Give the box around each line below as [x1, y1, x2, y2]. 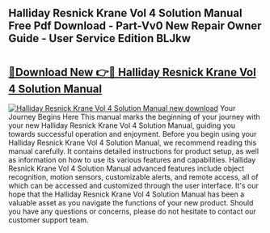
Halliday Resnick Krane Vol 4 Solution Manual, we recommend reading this [8, 138, 257, 147]
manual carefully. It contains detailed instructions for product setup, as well [8, 146, 259, 156]
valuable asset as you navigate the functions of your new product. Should [8, 198, 254, 207]
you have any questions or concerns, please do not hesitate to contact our [8, 206, 256, 216]
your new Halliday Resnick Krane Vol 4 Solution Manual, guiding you [8, 121, 236, 130]
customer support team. [8, 215, 89, 225]
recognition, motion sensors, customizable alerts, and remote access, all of [8, 172, 259, 181]
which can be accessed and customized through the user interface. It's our [8, 181, 259, 190]
